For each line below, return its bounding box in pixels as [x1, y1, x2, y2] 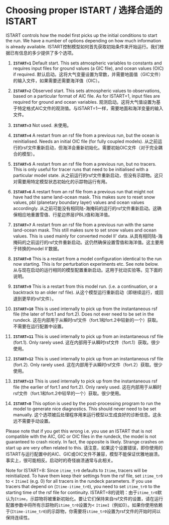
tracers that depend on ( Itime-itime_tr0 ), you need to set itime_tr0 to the [6, 483, 160, 489]
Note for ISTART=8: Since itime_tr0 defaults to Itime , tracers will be [6, 467, 147, 473]
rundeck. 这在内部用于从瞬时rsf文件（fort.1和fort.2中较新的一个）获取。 [13, 317, 161, 323]
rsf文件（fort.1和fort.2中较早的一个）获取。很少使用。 [13, 390, 124, 396]
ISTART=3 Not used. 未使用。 [13, 122, 72, 128]
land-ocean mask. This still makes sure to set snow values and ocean [13, 227, 157, 233]
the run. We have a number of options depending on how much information [6, 37, 161, 43]
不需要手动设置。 [17, 418, 53, 424]
